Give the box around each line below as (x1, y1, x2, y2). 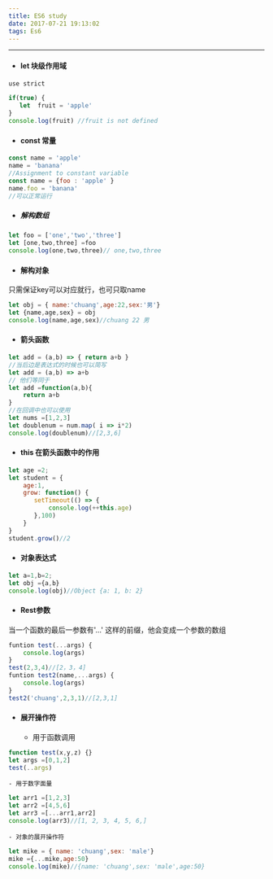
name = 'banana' (8, 162, 63, 170)
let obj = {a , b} (8, 579, 60, 587)
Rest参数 (19, 606, 51, 615)
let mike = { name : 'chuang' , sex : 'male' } (8, 847, 154, 855)
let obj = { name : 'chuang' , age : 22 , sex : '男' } (8, 301, 161, 309)
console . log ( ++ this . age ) (48, 504, 132, 513)
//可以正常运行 (8, 192, 53, 200)
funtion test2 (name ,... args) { (8, 671, 115, 680)
